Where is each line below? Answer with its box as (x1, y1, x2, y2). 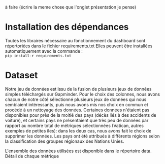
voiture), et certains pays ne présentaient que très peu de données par (5, 117, 149, 123)
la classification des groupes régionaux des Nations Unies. (5, 138, 124, 144)
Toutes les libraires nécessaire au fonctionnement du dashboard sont (5, 37, 146, 43)
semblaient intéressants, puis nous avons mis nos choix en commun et (5, 101, 149, 107)
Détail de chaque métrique (5, 153, 59, 159)
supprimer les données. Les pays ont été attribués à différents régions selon (5, 133, 160, 139)
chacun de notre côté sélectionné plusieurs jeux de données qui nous (5, 96, 147, 102)
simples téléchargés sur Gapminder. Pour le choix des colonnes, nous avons (5, 91, 160, 97)
